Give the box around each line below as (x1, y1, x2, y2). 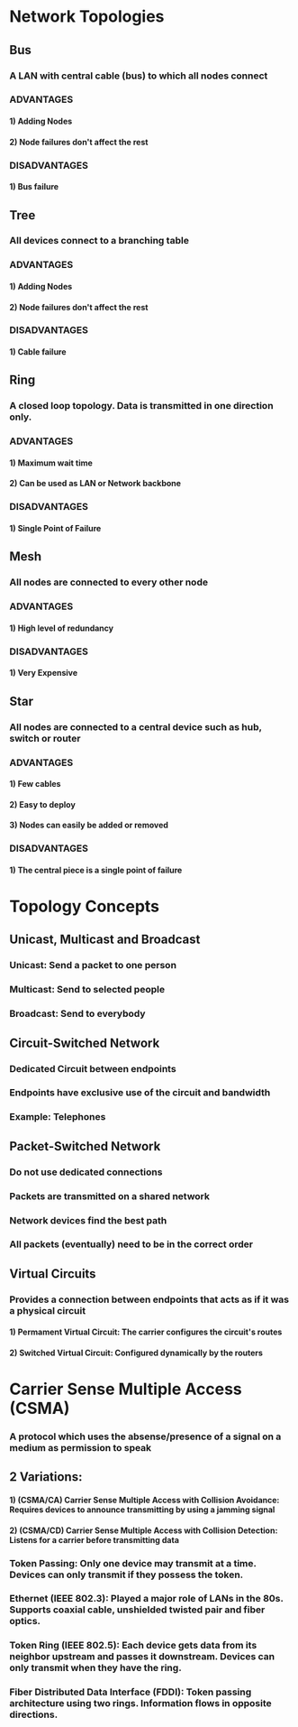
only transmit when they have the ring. (9, 1662, 182, 1675)
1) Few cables (9, 779, 61, 790)
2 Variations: (9, 1469, 83, 1485)
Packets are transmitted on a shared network (9, 1189, 210, 1202)
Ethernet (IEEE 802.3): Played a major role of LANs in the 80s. (9, 1593, 284, 1605)
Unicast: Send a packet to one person (9, 959, 177, 972)
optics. (9, 1615, 41, 1628)
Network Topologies (9, 6, 165, 27)
